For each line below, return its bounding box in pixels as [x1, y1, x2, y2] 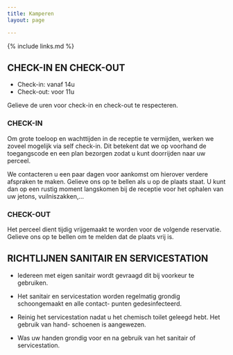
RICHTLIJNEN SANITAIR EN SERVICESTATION [7, 253, 209, 265]
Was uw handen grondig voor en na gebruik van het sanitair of [17, 333, 196, 342]
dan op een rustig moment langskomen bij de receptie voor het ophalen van [7, 185, 224, 193]
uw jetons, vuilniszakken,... [7, 192, 85, 200]
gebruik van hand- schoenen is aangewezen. [17, 320, 147, 329]
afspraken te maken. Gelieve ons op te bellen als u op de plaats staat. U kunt [7, 177, 226, 185]
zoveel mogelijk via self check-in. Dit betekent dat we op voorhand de [7, 142, 207, 150]
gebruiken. [17, 279, 49, 287]
